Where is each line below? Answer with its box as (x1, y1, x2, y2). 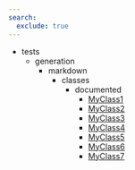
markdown (47, 64, 88, 76)
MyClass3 (88, 113, 126, 123)
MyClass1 (88, 93, 124, 104)
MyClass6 (88, 140, 126, 152)
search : (8, 13, 38, 22)
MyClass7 (88, 150, 125, 161)
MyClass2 (88, 103, 126, 114)
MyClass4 (88, 122, 126, 132)
